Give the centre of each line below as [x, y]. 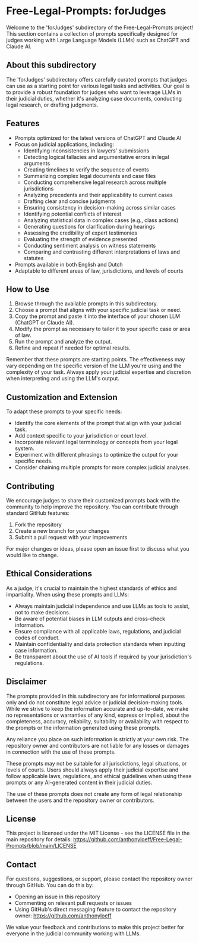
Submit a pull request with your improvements [71, 537]
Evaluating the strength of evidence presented [80, 239]
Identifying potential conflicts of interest [72, 214]
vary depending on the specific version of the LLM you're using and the [94, 366]
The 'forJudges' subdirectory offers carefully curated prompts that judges [97, 79]
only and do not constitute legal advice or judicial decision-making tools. [95, 702]
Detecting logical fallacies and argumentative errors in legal [96, 157]
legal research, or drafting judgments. [52, 105]
